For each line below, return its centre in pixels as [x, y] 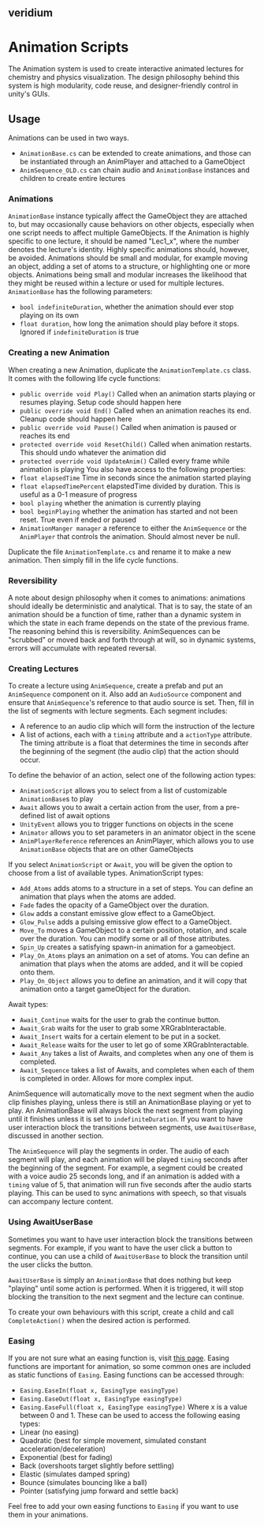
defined [32, 816]
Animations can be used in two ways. [69, 138]
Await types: [28, 1005]
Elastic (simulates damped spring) [75, 1474]
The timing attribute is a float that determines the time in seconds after [134, 743]
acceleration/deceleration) [63, 1449]
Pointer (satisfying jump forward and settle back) [99, 1491]
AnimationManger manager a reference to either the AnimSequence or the [133, 528]
